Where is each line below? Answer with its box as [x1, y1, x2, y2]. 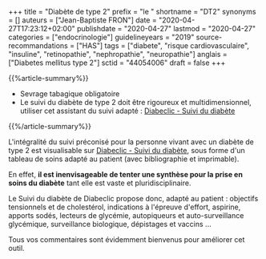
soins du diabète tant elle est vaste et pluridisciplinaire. [8, 178, 191, 188]
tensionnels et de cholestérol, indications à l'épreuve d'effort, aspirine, [8, 202, 241, 212]
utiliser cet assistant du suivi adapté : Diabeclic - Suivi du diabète [19, 106, 236, 115]
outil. [8, 244, 26, 253]
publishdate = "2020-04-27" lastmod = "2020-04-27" [76, 24, 256, 33]
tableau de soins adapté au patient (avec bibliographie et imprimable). [8, 154, 240, 164]
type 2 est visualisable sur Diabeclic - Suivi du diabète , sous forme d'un [8, 146, 246, 155]
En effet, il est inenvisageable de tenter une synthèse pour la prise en [8, 170, 243, 179]
